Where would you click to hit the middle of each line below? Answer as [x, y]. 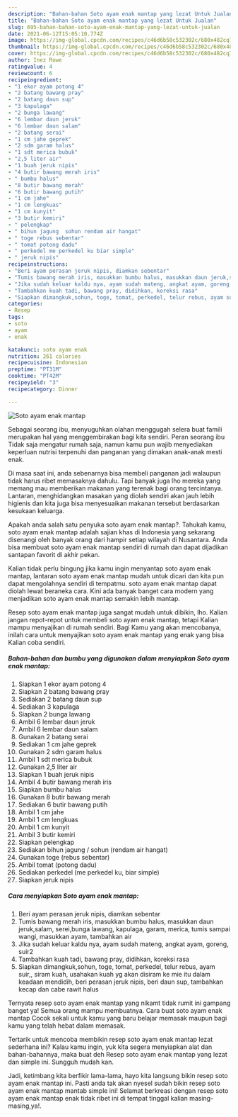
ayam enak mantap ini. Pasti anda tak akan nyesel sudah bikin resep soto [114, 1083]
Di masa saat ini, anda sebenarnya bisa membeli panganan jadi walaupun [114, 473]
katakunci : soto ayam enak [48, 349]
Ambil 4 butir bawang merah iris [65, 782]
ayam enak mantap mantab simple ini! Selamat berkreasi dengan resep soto [118, 1090]
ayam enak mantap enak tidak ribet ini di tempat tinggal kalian [98, 1098]
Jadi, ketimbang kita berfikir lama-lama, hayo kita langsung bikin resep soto [118, 1075]
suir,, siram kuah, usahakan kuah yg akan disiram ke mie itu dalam [114, 974]
